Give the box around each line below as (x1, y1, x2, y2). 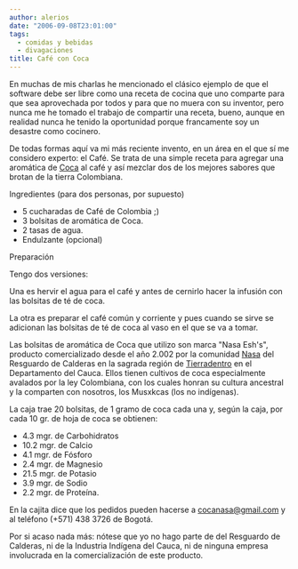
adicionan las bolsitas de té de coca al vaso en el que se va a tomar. (9, 322, 259, 333)
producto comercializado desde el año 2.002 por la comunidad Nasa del (9, 349, 274, 359)
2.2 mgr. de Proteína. (21, 487, 100, 498)
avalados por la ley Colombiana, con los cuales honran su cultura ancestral (9, 377, 285, 388)
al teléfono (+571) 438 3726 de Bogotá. (9, 514, 154, 525)
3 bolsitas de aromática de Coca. (21, 215, 144, 226)
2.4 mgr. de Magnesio (21, 459, 103, 469)
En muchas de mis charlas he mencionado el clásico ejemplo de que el (9, 79, 269, 89)
